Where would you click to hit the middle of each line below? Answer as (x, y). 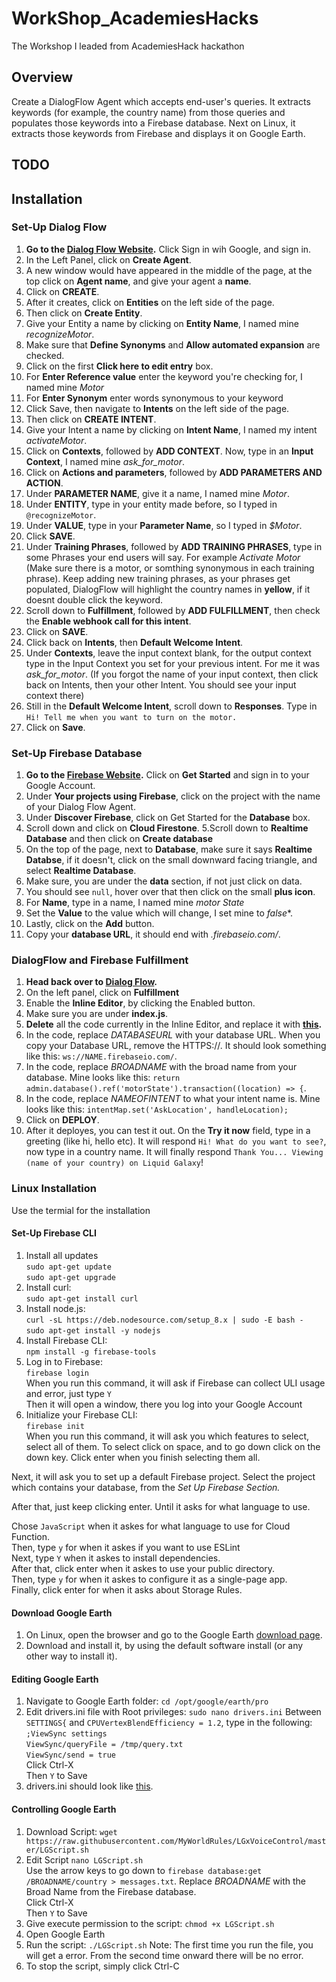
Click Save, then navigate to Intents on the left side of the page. (157, 408)
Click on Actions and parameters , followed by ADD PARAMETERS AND (174, 472)
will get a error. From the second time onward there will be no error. (164, 1955)
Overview (42, 77)
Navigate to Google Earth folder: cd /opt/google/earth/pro (147, 1701)
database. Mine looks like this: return (103, 1078)
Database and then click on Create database (119, 839)
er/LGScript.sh (57, 1850)
